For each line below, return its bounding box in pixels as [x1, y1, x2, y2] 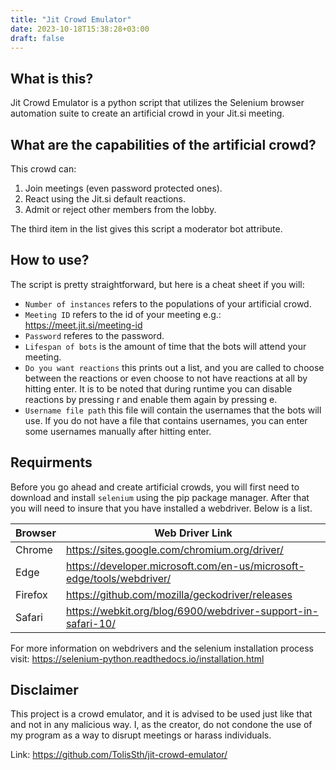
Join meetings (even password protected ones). [24, 182, 223, 194]
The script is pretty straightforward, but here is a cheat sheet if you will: [10, 278, 305, 290]
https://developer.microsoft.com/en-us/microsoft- [65, 559, 305, 573]
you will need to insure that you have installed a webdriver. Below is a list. [10, 502, 313, 514]
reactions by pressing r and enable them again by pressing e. [24, 393, 278, 405]
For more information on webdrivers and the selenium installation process [10, 642, 314, 654]
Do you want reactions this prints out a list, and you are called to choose [24, 361, 325, 373]
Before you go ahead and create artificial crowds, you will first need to [10, 481, 300, 493]
